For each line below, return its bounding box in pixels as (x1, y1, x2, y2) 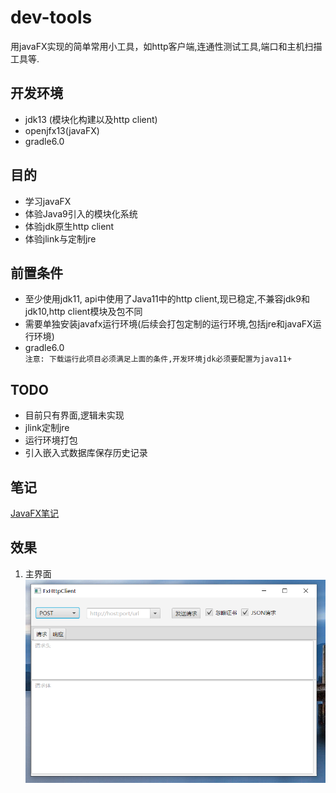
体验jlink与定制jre (24, 232, 97, 245)
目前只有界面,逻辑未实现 (24, 409, 125, 421)
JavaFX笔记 (10, 507, 60, 519)
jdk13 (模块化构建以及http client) (24, 113, 158, 125)
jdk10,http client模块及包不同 (24, 306, 143, 318)
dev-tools (10, 6, 93, 29)
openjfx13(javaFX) (24, 124, 100, 136)
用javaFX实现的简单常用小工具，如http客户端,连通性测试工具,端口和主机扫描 (10, 40, 323, 52)
